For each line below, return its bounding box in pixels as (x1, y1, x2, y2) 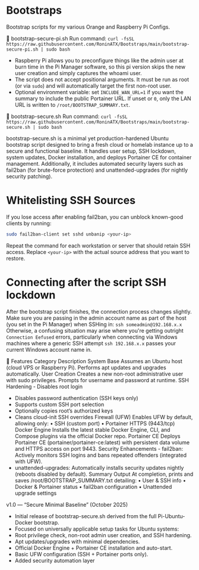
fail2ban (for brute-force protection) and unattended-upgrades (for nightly (6, 166, 188, 174)
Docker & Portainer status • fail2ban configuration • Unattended (14, 483, 172, 490)
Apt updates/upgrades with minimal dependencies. (14, 538, 140, 545)
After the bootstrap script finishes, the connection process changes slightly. (6, 308, 192, 315)
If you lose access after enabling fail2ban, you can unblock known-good (6, 213, 184, 221)
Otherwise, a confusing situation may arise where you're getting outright (6, 327, 184, 334)
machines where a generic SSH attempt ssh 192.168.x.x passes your (6, 339, 176, 346)
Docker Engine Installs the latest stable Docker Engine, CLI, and (14, 426, 170, 433)
